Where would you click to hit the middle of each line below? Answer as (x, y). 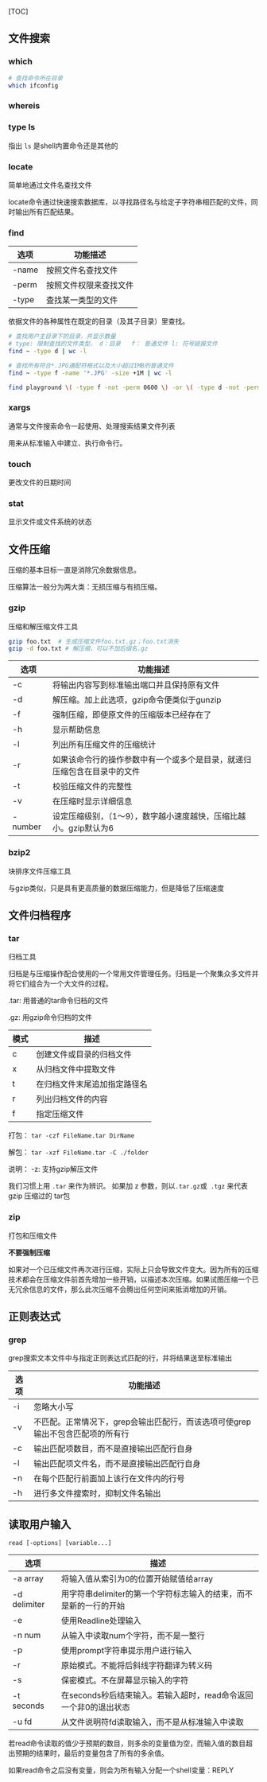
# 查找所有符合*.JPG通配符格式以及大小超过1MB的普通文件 (91, 365)
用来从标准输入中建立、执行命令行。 (68, 443)
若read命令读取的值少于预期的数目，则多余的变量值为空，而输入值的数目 (127, 1743)
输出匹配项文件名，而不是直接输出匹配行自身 (117, 1464)
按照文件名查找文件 (82, 270)
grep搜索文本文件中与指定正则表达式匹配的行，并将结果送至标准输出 (120, 1358)
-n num (27, 1636)
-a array (28, 1578)
